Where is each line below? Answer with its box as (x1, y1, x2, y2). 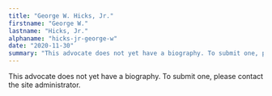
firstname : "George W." (8, 19, 89, 27)
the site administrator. (8, 80, 81, 90)
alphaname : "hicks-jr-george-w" (8, 34, 117, 43)
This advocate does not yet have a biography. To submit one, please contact (8, 72, 264, 81)
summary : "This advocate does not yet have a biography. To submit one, (8, 49, 259, 57)
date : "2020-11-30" (8, 42, 74, 50)
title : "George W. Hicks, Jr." (8, 11, 114, 20)
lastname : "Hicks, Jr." (8, 27, 89, 35)
